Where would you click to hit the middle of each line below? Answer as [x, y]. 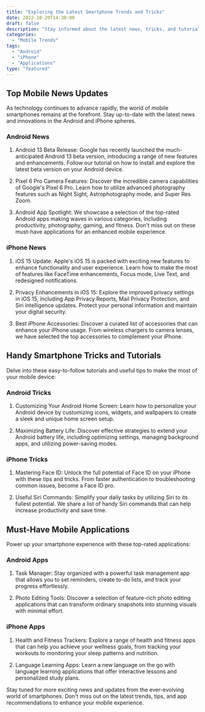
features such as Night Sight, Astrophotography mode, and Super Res [103, 194]
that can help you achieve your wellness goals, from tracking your [98, 646]
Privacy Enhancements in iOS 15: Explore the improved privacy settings [105, 292]
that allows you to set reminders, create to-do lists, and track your [98, 580]
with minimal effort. [39, 611]
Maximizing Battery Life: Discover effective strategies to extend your [101, 430]
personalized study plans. [48, 678]
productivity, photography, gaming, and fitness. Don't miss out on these [105, 226]
